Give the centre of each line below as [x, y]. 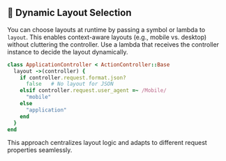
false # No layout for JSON [69, 84]
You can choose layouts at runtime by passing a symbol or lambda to [106, 29]
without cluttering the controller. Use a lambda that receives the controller [113, 44]
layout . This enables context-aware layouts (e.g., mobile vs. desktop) [107, 37]
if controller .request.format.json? [73, 77]
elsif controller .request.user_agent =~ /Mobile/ [93, 91]
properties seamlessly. [40, 150]
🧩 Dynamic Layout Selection [69, 13]
